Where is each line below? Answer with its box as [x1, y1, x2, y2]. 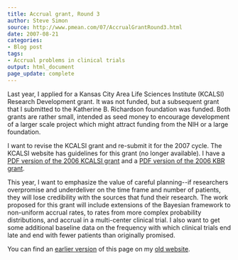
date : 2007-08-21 [7, 30, 59, 38]
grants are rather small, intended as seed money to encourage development [7, 112, 229, 121]
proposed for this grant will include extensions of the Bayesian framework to [7, 200, 231, 209]
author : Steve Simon [7, 17, 69, 24]
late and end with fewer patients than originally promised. [7, 231, 175, 239]
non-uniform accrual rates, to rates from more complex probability [7, 208, 202, 217]
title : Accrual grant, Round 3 [7, 10, 100, 18]
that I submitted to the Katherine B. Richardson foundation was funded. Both [7, 105, 231, 113]
